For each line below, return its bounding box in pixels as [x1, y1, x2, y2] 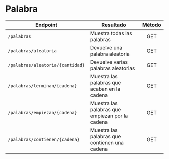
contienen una [90, 139, 124, 146]
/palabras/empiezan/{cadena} [8, 110, 77, 115]
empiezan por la [90, 112, 128, 119]
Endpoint [35, 21, 58, 28]
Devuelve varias [90, 58, 128, 65]
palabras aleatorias [90, 65, 135, 72]
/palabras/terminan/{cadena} [8, 83, 77, 88]
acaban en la [90, 85, 121, 92]
